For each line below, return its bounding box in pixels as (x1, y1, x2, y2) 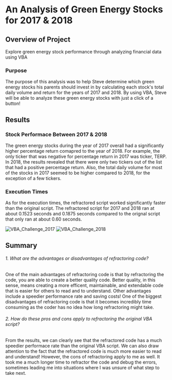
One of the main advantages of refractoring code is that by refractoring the (5, 271, 164, 277)
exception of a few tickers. (5, 175, 62, 181)
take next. (5, 370, 27, 376)
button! (5, 100, 21, 106)
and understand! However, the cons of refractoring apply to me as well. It (5, 354, 160, 360)
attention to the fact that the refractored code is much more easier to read (5, 348, 162, 354)
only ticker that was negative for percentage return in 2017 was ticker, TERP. (5, 153, 167, 159)
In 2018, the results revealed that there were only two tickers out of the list (5, 158, 162, 165)
